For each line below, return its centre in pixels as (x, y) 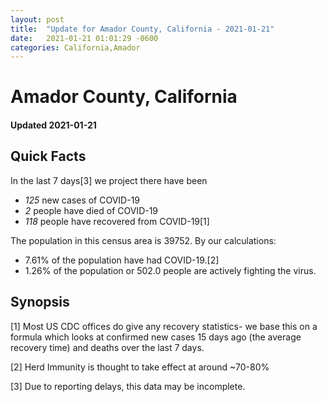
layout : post (37, 19)
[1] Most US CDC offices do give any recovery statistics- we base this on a (164, 326)
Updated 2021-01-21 (53, 125)
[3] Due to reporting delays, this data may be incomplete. (128, 386)
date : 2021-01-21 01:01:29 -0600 (84, 38)
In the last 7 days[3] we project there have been (109, 180)
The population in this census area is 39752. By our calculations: (143, 240)
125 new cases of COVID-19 (82, 200)
